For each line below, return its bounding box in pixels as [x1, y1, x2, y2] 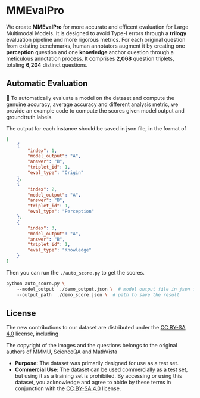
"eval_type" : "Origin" [27, 170, 84, 176]
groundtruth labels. [6, 113, 54, 120]
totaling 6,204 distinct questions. [6, 61, 88, 69]
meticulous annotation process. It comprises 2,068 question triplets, [6, 55, 174, 62]
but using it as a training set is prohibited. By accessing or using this [14, 372, 183, 380]
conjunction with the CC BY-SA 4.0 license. [14, 385, 121, 392]
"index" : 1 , [27, 147, 58, 154]
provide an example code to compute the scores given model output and [6, 107, 185, 114]
